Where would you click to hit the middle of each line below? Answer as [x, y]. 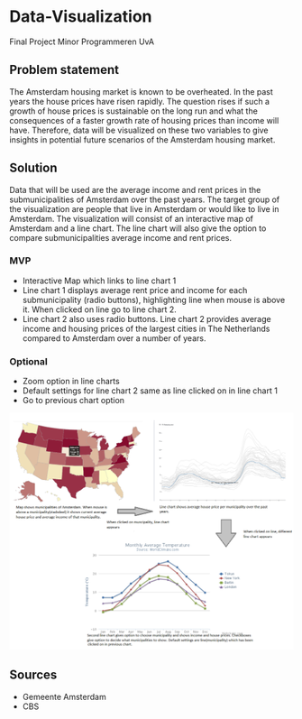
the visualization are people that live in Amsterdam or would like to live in [144, 208]
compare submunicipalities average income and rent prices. [121, 237]
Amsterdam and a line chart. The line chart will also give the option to [138, 228]
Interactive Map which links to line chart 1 [99, 281]
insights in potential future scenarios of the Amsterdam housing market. [142, 139]
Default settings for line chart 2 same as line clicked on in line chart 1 [150, 391]
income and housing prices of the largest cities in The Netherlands [146, 328]
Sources [33, 675]
